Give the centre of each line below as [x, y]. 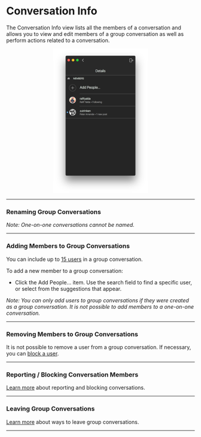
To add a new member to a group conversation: [65, 271]
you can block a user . [33, 354]
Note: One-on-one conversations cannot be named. [70, 225]
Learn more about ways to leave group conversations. [73, 422]
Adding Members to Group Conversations [68, 246]
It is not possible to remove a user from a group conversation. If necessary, [99, 347]
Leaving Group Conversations [51, 409]
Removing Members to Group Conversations [72, 334]
